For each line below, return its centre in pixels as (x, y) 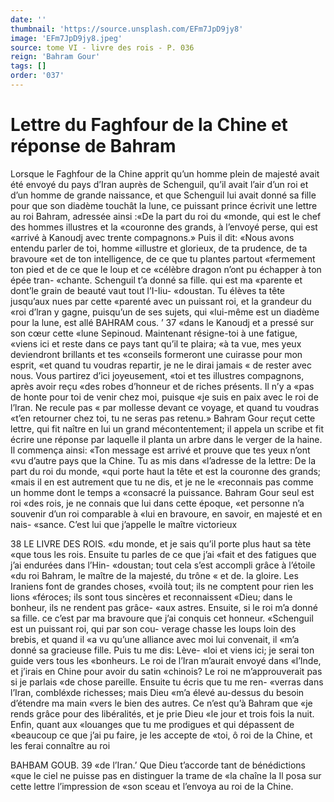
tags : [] (28, 66)
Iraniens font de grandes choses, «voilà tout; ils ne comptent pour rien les (162, 586)
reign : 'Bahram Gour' (55, 57)
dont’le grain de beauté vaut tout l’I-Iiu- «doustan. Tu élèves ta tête (148, 290)
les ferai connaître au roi (60, 745)
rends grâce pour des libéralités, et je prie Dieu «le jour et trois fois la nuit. (162, 713)
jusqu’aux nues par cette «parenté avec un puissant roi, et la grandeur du (161, 301)
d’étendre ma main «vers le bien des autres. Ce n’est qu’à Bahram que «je (161, 703)
